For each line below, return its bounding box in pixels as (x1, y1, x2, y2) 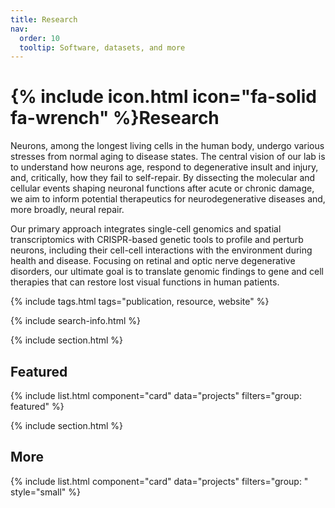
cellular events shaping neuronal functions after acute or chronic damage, (10, 182, 315, 195)
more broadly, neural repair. (10, 204, 125, 216)
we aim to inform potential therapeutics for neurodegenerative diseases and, (10, 193, 326, 205)
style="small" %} (10, 486, 81, 498)
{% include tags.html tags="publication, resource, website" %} (10, 296, 270, 308)
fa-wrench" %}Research (10, 107, 220, 130)
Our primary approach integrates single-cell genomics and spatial (10, 223, 282, 235)
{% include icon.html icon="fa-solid (10, 86, 317, 108)
